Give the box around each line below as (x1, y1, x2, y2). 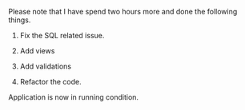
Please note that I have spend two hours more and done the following (8, 7, 238, 16)
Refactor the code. (19, 77, 82, 86)
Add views (19, 46, 55, 55)
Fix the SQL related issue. (19, 31, 105, 40)
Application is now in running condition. (8, 92, 139, 102)
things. (8, 15, 31, 25)
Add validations (19, 61, 72, 71)
